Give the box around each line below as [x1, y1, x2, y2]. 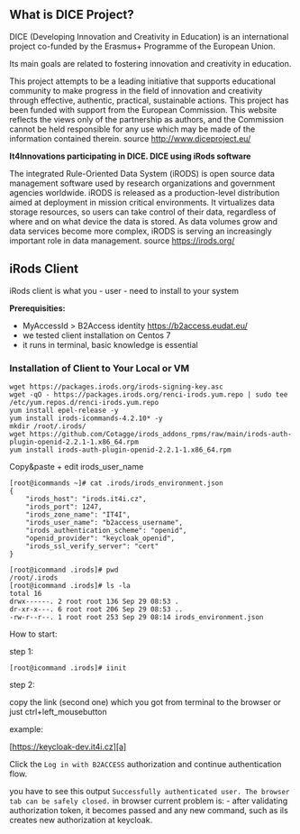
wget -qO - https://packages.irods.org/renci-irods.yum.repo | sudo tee [9, 390, 288, 399]
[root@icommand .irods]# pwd [9, 565, 119, 574]
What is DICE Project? [9, 7, 134, 23]
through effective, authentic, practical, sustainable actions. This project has [9, 95, 289, 105]
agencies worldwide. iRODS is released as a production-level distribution [9, 187, 280, 197]
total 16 [9, 589, 42, 598]
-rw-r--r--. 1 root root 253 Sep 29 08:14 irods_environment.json [9, 612, 264, 621]
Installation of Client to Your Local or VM [9, 362, 190, 374]
